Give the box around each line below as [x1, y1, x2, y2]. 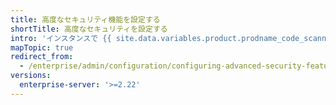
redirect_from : [10, 52, 74, 62]
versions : [10, 71, 52, 81]
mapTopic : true [10, 42, 74, 53]
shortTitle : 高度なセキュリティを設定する [10, 24, 168, 34]
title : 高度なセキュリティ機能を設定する [10, 14, 161, 25]
